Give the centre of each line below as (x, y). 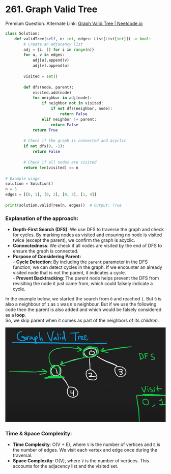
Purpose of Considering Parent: (47, 257)
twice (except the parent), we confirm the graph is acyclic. (74, 240)
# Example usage (22, 178)
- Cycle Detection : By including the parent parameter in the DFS (80, 262)
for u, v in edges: (44, 55)
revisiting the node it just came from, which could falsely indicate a (83, 284)
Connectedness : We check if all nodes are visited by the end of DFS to (87, 246)
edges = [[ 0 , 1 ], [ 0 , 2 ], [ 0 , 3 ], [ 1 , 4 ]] (51, 194)
